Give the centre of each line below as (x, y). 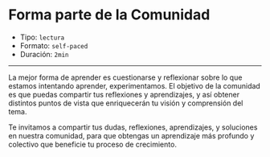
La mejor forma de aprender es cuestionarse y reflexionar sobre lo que (125, 77)
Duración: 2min (44, 54)
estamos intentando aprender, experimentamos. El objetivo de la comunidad (135, 85)
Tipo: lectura (42, 37)
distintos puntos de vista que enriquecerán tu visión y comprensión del (126, 103)
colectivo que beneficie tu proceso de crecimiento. (92, 144)
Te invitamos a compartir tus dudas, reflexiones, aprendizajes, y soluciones (133, 127)
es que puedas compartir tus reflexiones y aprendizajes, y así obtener (124, 94)
